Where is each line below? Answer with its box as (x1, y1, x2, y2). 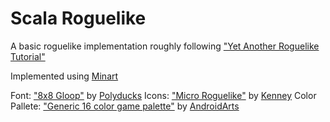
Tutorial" (10, 50, 46, 62)
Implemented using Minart (10, 70, 119, 82)
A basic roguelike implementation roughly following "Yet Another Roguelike (10, 40, 320, 52)
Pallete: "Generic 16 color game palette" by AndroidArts (10, 100, 240, 112)
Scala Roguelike (10, 7, 147, 30)
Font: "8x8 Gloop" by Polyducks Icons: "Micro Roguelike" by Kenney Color (10, 89, 317, 101)
